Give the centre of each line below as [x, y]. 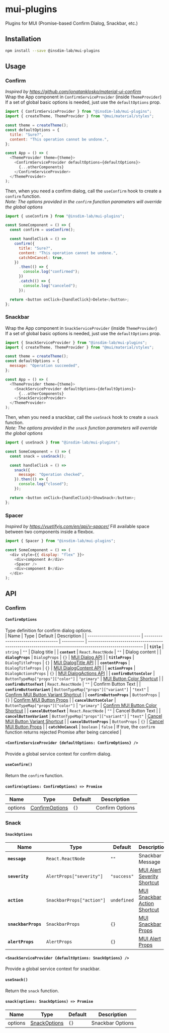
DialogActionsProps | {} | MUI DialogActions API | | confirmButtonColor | [80, 673]
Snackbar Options [113, 1023]
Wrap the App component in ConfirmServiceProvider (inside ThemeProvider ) [83, 97]
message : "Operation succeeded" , [45, 366]
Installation [23, 39]
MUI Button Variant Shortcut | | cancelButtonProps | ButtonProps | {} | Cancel [84, 721]
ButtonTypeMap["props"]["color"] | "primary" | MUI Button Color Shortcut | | [84, 679]
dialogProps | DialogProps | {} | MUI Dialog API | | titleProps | [70, 657]
